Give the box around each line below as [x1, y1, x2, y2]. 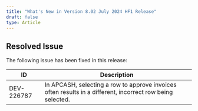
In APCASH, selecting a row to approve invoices [44, 80, 177, 89]
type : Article [6, 19, 41, 25]
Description [100, 71, 134, 79]
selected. [44, 95, 71, 103]
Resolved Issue [6, 41, 64, 51]
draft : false [6, 14, 38, 20]
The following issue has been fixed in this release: [6, 57, 128, 64]
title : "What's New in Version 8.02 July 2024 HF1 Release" [6, 8, 157, 15]
